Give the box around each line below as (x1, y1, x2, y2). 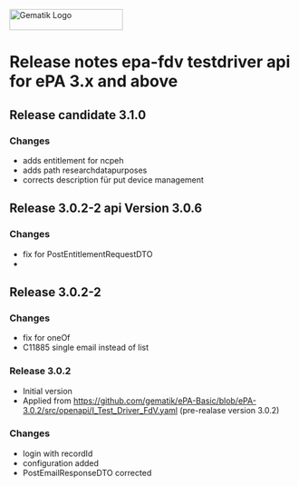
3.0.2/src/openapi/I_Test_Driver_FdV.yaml (22, 404, 178, 415)
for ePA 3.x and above (9, 71, 178, 92)
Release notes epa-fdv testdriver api (9, 52, 291, 73)
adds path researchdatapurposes (22, 164, 148, 175)
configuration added (22, 457, 100, 468)
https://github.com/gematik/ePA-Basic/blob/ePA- (72, 395, 256, 406)
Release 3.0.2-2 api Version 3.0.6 (9, 201, 202, 216)
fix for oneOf (22, 333, 71, 343)
